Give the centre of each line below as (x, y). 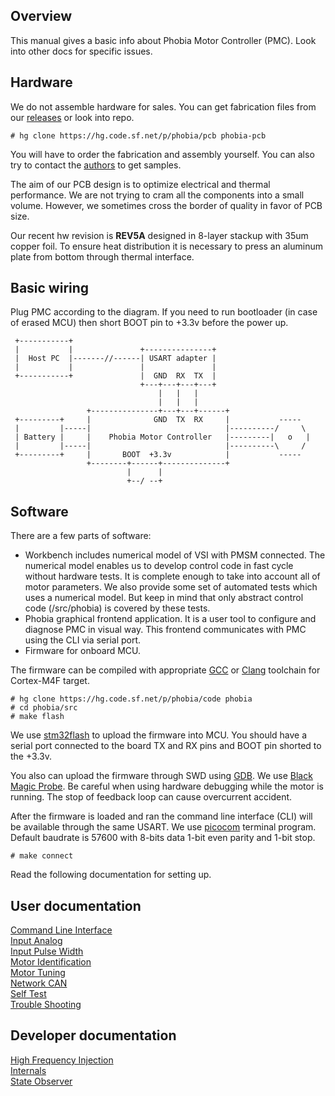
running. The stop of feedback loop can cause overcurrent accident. (151, 797)
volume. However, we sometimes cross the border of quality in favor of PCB (166, 205)
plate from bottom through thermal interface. (102, 256)
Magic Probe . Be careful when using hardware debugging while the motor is (167, 786)
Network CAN (39, 983)
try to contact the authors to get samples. (96, 165)
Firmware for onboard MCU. (83, 651)
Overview (41, 16)
